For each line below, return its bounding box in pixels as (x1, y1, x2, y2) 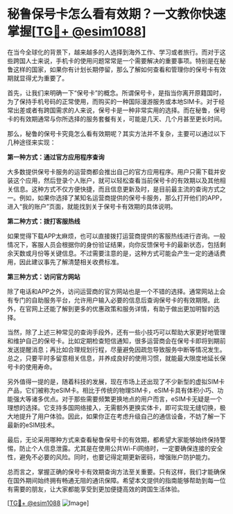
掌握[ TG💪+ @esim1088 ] (7, 24, 147, 40)
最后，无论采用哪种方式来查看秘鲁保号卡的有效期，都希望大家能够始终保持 (7, 435, 220, 444)
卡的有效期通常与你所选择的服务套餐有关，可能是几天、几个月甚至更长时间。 (7, 114, 226, 123)
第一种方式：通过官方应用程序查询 (7, 153, 105, 161)
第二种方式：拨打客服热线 (7, 216, 80, 225)
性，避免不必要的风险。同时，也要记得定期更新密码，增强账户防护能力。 (7, 452, 214, 461)
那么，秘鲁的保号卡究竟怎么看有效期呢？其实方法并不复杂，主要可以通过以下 (7, 129, 226, 137)
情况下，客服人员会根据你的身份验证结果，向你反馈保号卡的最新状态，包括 (7, 240, 220, 248)
